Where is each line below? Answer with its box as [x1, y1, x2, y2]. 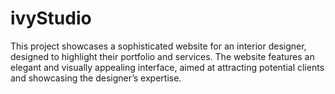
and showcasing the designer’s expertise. [10, 72, 182, 84]
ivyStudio [10, 7, 92, 30]
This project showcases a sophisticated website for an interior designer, [10, 40, 307, 52]
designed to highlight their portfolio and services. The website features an [10, 50, 315, 62]
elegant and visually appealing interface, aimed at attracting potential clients [10, 61, 325, 73]
